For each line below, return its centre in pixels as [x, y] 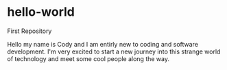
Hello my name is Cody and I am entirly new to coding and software [103, 44]
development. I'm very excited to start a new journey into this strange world [114, 51]
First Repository [29, 31]
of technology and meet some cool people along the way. [88, 58]
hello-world [41, 12]
